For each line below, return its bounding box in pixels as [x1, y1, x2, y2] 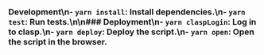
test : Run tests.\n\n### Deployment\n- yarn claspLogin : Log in [8, 16, 257, 27]
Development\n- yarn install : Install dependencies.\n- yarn [8, 6, 246, 18]
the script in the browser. [8, 36, 107, 47]
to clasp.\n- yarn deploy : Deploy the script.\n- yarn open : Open [8, 26, 254, 37]
